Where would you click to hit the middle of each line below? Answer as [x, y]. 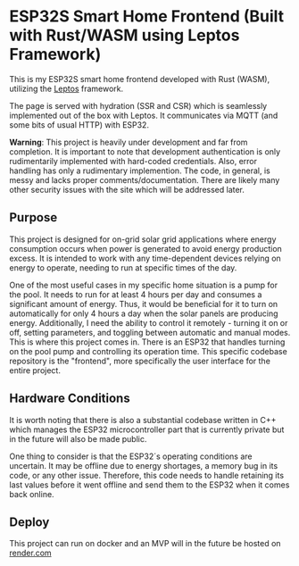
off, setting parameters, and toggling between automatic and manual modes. [150, 332]
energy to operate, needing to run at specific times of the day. [123, 267]
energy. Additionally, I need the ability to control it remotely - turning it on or [149, 322]
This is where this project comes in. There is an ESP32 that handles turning [147, 342]
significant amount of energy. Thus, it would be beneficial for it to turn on [144, 304]
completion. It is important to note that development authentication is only [145, 151]
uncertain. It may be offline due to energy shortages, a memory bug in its [144, 465]
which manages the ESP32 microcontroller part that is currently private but [147, 429]
